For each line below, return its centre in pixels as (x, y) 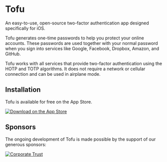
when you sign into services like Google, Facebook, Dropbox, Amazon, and (82, 48)
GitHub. (13, 54)
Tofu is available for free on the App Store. (49, 102)
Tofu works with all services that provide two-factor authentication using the (84, 63)
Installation (23, 90)
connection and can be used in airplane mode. (53, 74)
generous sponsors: (26, 144)
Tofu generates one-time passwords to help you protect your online (75, 38)
